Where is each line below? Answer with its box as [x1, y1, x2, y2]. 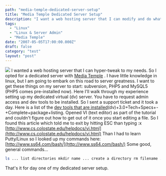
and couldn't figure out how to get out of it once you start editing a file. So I [5, 115, 159, 121]
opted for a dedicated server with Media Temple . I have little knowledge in [5, 73, 157, 79]
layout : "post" [5, 53, 37, 59]
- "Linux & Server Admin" [9, 30, 63, 35]
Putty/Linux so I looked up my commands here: [5, 136, 101, 142]
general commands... [5, 147, 48, 153]
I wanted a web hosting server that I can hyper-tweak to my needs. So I [11, 67, 157, 73]
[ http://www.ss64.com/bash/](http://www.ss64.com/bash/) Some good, [5, 141, 152, 147]
